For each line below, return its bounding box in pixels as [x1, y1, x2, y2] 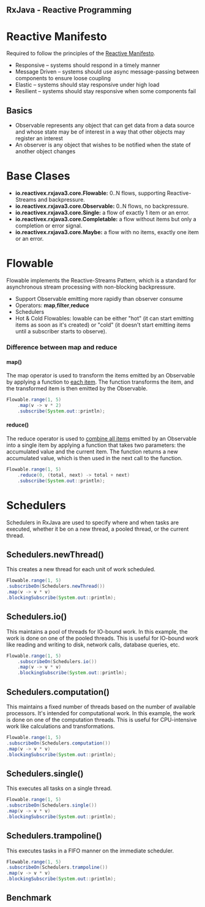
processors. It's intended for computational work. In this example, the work [6, 709, 196, 716]
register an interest [15, 135, 63, 142]
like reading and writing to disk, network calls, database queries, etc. [6, 640, 180, 648]
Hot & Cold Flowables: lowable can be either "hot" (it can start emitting [15, 315, 194, 322]
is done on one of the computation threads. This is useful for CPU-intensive [6, 716, 197, 723]
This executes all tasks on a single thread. [6, 784, 112, 792]
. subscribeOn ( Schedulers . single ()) [6, 802, 97, 808]
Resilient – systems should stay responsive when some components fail [15, 88, 196, 95]
